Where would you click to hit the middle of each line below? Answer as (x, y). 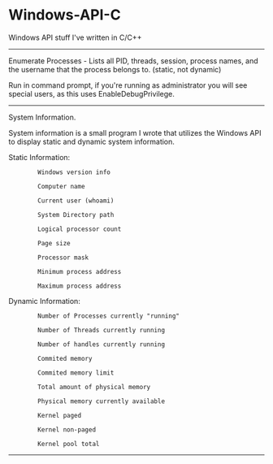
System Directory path (76, 215)
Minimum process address (80, 271)
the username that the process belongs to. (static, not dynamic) (115, 69)
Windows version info (74, 172)
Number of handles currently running (101, 344)
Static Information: (39, 157)
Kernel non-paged (67, 429)
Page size (54, 243)
